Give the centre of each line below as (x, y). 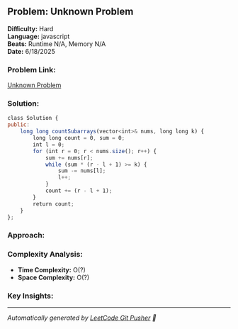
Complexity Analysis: (45, 255)
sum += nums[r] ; (69, 158)
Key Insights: (30, 296)
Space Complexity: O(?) (53, 277)
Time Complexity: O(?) (52, 269)
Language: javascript (39, 36)
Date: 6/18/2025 (31, 51)
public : (19, 125)
